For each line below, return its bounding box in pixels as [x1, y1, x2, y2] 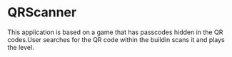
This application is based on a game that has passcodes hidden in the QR [7, 28, 223, 36]
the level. [7, 43, 34, 51]
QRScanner [7, 4, 77, 21]
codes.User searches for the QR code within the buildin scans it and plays [7, 35, 225, 43]
